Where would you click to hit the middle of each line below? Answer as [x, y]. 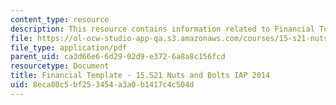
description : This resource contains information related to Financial [162, 29]
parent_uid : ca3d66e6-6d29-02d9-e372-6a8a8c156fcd [118, 57]
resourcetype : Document [60, 66]
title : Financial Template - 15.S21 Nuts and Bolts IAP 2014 [140, 76]
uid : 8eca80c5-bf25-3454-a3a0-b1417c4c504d [102, 85]
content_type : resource [60, 19]
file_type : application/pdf [69, 47]
